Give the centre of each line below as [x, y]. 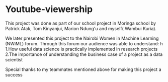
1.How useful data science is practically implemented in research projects [81, 49]
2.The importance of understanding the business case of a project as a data [84, 54]
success [14, 74]
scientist [14, 59]
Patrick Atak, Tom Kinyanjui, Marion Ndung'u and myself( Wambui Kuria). [81, 28]
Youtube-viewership [49, 9]
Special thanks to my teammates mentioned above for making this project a [83, 69]
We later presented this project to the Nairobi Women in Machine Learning [82, 38]
